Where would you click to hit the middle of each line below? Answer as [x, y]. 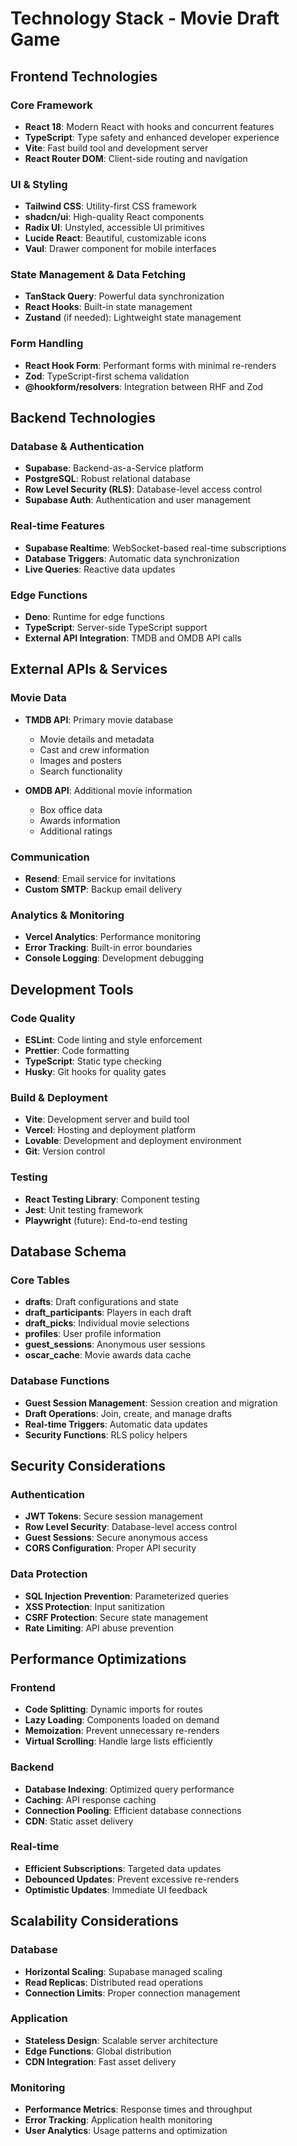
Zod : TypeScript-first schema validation [107, 376]
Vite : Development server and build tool [107, 1119]
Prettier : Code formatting [77, 1051]
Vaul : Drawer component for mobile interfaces [120, 249]
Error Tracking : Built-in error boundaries [108, 948]
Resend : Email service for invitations [100, 879]
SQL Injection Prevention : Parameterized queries [126, 1596]
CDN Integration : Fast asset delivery [100, 2061]
